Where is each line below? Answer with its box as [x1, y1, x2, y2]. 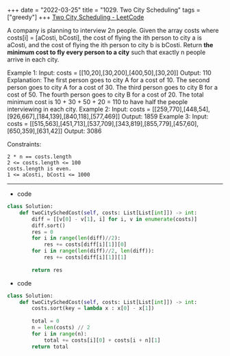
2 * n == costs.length [7, 153, 72, 160]
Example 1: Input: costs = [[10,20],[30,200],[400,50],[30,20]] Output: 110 [7, 68, 212, 77]
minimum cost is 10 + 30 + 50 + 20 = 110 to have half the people [7, 98, 188, 105]
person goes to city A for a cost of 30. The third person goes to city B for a [7, 84, 218, 91]
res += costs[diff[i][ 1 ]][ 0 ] [43, 241, 127, 249]
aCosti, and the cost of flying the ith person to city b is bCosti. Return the [7, 41, 214, 49]
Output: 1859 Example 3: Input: [121, 112, 209, 120]
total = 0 [31, 318, 60, 325]
